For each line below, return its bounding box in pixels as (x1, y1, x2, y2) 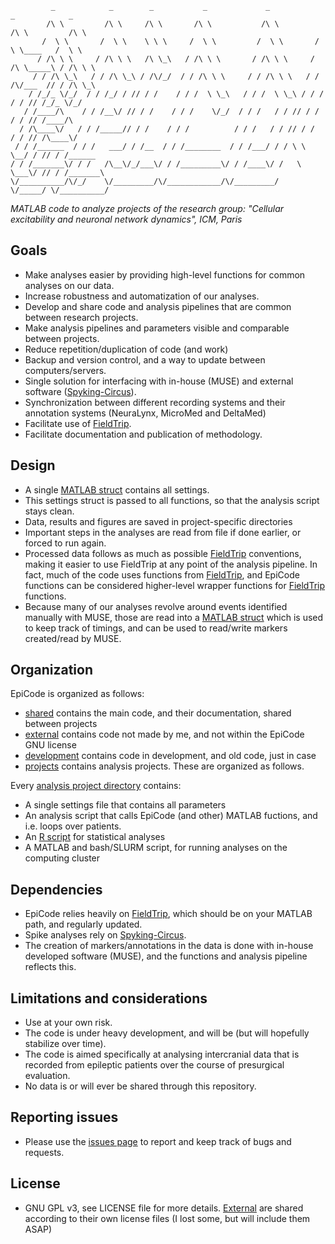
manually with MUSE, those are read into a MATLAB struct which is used (24, 611, 324, 623)
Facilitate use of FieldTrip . (24, 417, 132, 429)
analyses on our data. (24, 279, 115, 291)
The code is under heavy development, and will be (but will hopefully (24, 1027, 310, 1039)
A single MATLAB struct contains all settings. (24, 483, 210, 496)
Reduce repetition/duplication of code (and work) (24, 343, 229, 355)
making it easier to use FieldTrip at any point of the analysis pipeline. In (24, 558, 318, 570)
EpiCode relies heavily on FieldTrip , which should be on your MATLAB (24, 908, 313, 920)
